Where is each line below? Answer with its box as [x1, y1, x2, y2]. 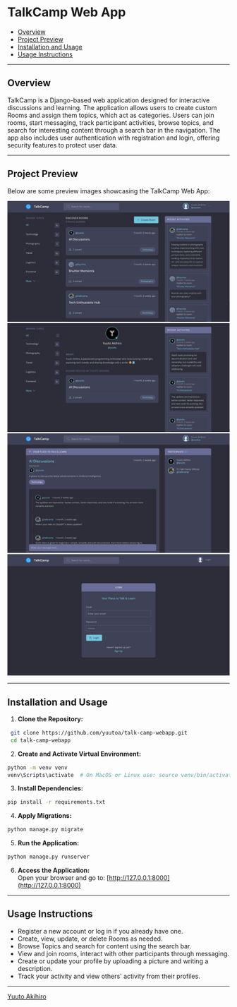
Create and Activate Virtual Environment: [17, 749, 141, 758]
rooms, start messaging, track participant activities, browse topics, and [7, 118, 214, 127]
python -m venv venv [7, 764, 68, 771]
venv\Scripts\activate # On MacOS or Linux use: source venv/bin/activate [7, 771, 235, 778]
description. [17, 964, 53, 972]
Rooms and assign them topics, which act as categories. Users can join [7, 111, 215, 119]
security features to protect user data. [7, 140, 118, 149]
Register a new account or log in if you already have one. [17, 927, 183, 935]
